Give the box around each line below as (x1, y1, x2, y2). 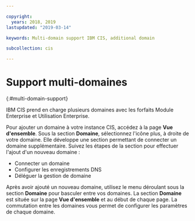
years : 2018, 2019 (11, 19, 56, 25)
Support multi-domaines (6, 76, 128, 89)
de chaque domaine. (6, 208, 55, 216)
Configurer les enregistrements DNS (14, 166, 102, 173)
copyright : (6, 13, 33, 19)
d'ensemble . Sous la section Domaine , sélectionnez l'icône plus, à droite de (6, 130, 189, 137)
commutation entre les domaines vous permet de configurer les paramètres (6, 202, 187, 209)
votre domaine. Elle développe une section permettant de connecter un (6, 136, 177, 143)
